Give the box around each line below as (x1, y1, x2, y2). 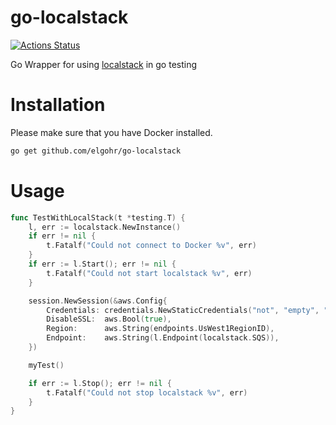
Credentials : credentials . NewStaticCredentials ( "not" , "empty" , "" (46, 305, 333, 315)
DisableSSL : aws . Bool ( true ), (46, 314, 172, 325)
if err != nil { (28, 231, 97, 241)
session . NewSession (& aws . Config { (28, 296, 168, 306)
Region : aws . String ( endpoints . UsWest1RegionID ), (46, 324, 275, 334)
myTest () (28, 360, 65, 370)
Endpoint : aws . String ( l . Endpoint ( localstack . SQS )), (46, 333, 280, 343)
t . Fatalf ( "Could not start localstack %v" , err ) (46, 268, 253, 278)
